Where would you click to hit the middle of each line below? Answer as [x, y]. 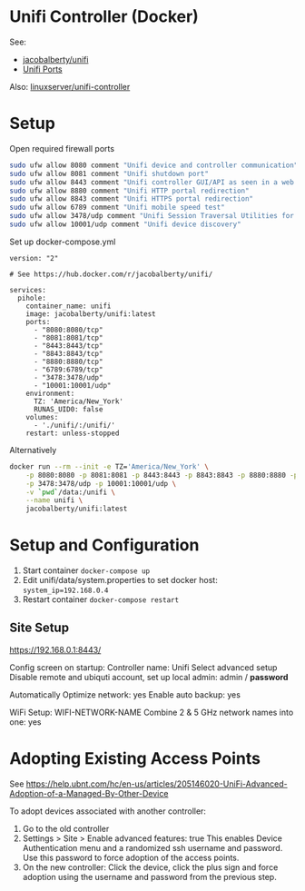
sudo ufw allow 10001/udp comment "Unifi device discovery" [126, 224]
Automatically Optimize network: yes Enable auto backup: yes [125, 694]
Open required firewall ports [62, 148]
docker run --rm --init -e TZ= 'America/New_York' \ [109, 466]
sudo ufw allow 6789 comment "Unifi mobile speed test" [117, 208]
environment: [50, 393]
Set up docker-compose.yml [63, 242]
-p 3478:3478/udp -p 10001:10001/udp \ [101, 483]
